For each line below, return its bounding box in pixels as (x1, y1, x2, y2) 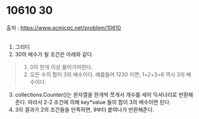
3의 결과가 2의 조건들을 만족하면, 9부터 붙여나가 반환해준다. (14, 106, 155, 113)
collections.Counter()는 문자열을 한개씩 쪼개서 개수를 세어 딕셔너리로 (14, 91, 177, 98)
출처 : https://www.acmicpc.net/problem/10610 (6, 24, 121, 31)
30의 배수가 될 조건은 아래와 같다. (14, 50, 94, 57)
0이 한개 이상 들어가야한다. (29, 63, 93, 71)
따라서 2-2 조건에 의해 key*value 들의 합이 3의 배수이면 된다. (28, 98, 171, 105)
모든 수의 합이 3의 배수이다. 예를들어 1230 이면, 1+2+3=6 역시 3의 (29, 71, 185, 78)
